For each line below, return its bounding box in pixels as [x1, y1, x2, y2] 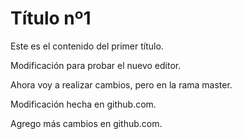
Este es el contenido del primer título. [10, 40, 164, 52]
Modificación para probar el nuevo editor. [10, 59, 182, 71]
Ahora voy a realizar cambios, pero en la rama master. [10, 78, 233, 91]
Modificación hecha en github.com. [10, 98, 157, 110]
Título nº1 [10, 7, 92, 30]
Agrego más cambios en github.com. [10, 117, 163, 129]
